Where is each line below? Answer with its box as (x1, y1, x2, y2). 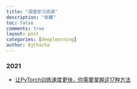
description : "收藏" (6, 14, 56, 20)
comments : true (6, 25, 45, 32)
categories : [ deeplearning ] (6, 36, 77, 42)
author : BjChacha (6, 42, 50, 48)
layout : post (6, 31, 39, 37)
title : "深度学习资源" (6, 8, 58, 15)
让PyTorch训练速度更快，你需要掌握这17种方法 (14, 76, 131, 84)
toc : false (6, 20, 34, 26)
